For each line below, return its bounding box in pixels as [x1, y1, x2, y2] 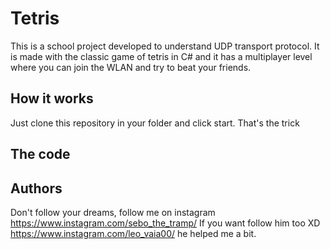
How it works [10, 90, 94, 107]
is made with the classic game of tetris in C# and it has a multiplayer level [10, 50, 313, 62]
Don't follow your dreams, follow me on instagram [10, 206, 216, 218]
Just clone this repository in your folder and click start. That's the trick [10, 117, 300, 129]
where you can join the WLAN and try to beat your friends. [10, 61, 252, 73]
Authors [10, 180, 63, 197]
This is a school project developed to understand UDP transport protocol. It [10, 40, 320, 52]
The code [10, 146, 71, 163]
